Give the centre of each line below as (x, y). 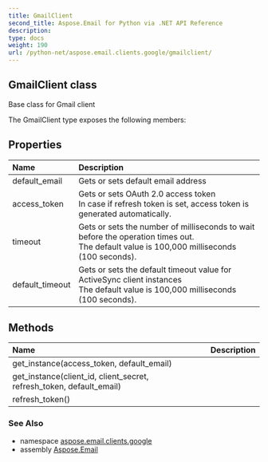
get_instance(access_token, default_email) (92, 364)
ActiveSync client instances (130, 279)
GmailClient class (53, 85)
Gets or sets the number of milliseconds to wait (167, 227)
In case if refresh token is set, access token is (164, 203)
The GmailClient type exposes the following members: (97, 120)
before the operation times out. (136, 236)
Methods (31, 328)
